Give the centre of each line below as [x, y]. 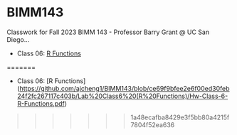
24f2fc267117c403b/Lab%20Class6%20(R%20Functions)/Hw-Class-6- [122, 96]
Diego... [18, 39]
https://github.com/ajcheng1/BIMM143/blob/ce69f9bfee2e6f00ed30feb [125, 88]
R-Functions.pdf [41, 103]
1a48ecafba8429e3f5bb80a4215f [180, 117]
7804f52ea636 [153, 124]
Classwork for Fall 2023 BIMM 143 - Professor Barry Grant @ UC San [108, 32]
